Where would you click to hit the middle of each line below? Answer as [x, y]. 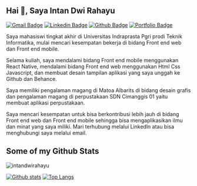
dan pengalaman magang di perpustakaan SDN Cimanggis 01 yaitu [87, 96]
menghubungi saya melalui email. [46, 133]
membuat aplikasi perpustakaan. [46, 103]
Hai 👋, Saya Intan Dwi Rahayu [61, 11]
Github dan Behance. [32, 79]
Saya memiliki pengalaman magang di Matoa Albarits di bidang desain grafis [98, 90]
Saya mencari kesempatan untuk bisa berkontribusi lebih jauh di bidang [93, 114]
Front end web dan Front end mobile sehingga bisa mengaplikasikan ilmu [95, 120]
